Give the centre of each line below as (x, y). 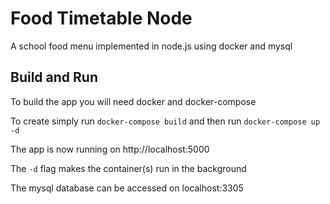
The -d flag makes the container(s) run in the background (128, 168)
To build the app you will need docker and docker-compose (133, 101)
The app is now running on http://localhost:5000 (110, 149)
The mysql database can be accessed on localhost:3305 (127, 188)
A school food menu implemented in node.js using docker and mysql (151, 46)
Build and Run (54, 77)
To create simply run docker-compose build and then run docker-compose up (165, 121)
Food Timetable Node (101, 18)
